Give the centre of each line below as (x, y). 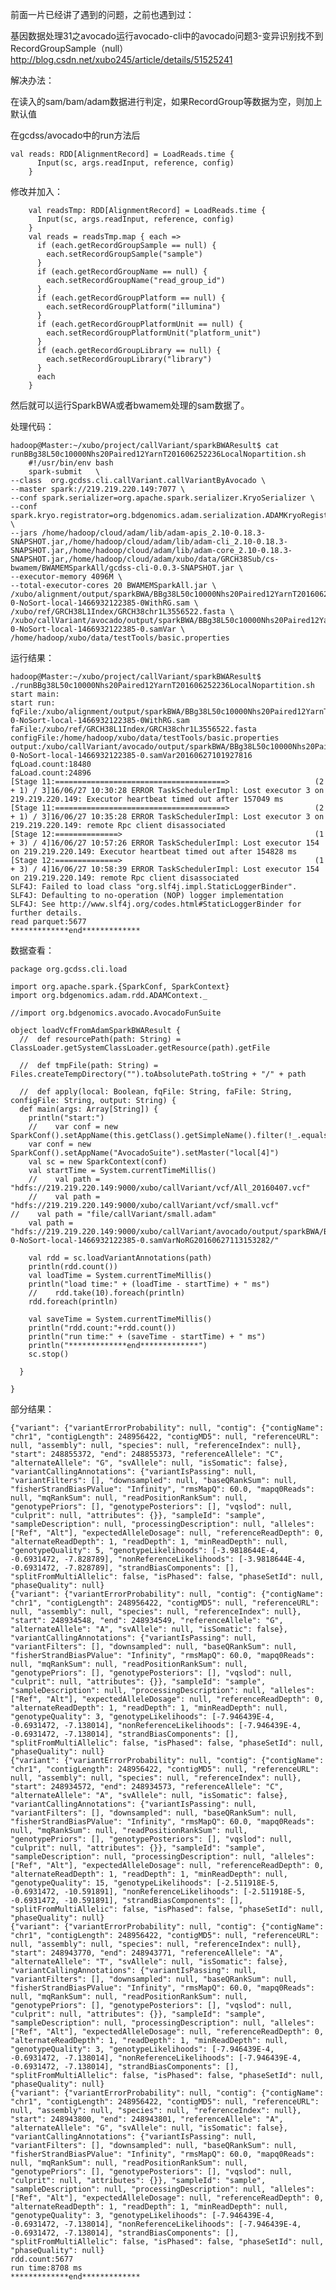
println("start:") (66, 1118)
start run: (33, 703)
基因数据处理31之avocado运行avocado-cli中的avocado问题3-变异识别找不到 (167, 36)
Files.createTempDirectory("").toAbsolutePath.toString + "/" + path (158, 1074)
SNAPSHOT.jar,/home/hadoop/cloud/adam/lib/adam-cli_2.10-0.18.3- (149, 542)
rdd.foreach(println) (73, 1302)
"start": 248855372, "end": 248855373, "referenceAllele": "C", (147, 1454)
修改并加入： (36, 191)
